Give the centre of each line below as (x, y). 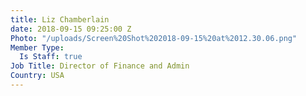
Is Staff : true (51, 57)
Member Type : (37, 47)
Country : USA (37, 76)
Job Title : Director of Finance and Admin (100, 66)
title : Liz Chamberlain (60, 19)
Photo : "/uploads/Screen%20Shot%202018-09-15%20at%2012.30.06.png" (154, 38)
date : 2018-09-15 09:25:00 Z (71, 29)
